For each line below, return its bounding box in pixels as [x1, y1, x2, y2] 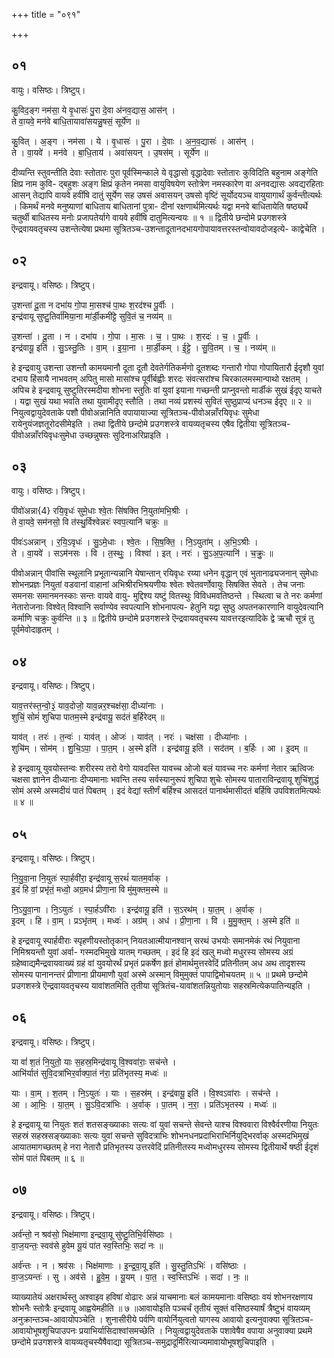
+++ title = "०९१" [11, 9, 81, 20]
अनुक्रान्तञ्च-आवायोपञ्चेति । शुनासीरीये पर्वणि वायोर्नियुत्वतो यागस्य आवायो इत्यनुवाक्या [11, 1313, 281, 1325]
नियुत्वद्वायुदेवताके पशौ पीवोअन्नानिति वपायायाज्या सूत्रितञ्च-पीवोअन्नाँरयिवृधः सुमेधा [11, 406, 260, 418]
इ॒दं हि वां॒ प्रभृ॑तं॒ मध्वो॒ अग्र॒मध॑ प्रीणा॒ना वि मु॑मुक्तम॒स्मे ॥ [11, 884, 168, 896]
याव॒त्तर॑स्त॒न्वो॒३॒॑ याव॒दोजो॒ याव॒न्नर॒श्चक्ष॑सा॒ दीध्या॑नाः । [11, 700, 165, 712]
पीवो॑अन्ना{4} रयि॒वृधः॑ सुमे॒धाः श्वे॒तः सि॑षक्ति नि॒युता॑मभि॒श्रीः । [11, 505, 189, 517]
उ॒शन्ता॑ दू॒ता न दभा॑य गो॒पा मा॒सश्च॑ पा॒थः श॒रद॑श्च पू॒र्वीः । [11, 299, 175, 311]
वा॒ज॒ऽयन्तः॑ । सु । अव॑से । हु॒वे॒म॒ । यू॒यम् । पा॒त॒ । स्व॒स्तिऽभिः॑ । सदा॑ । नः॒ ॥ [11, 1270, 249, 1283]
